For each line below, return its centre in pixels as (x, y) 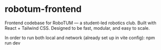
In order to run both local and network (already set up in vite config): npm (80, 38)
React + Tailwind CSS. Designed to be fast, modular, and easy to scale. (77, 28)
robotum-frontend (43, 9)
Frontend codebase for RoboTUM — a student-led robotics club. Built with (80, 23)
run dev (13, 43)
